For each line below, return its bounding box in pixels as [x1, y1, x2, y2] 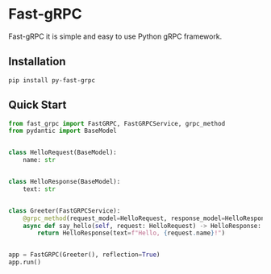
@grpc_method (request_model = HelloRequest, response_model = [23, 214, 226, 222]
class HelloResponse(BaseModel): [8, 178, 121, 186]
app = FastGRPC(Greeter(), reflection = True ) [8, 251, 161, 259]
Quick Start [8, 98, 67, 112]
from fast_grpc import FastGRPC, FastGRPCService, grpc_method [8, 119, 226, 127]
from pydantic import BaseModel [8, 127, 117, 135]
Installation [8, 55, 66, 68]
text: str [23, 185, 56, 193]
